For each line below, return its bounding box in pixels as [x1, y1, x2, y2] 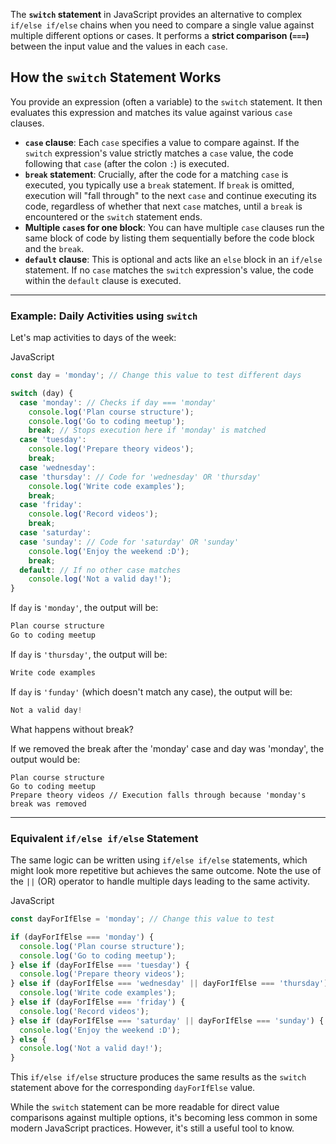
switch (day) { [10, 388, 74, 398]
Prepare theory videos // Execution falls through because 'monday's [10, 790, 307, 800]
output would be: [10, 753, 81, 765]
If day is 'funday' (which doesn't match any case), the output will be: [10, 685, 293, 698]
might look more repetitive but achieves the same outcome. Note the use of [10, 865, 322, 877]
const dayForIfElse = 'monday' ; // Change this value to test [10, 914, 275, 924]
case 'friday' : [19, 500, 83, 510]
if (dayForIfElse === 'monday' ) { [10, 932, 155, 942]
